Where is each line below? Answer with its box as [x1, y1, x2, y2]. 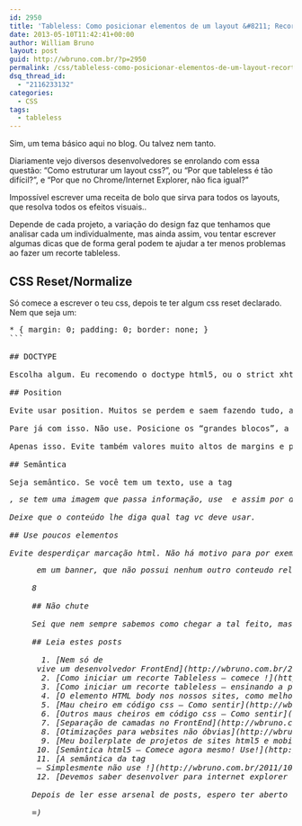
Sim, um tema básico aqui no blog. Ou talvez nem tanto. [9, 138, 217, 149]
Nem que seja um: [9, 306, 77, 317]
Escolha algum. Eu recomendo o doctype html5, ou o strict [9, 369, 276, 379]
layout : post [9, 47, 58, 56]
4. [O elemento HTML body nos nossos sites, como [40, 690, 265, 701]
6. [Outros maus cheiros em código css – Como [40, 708, 250, 719]
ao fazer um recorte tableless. [9, 248, 121, 259]
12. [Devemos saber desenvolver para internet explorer [36, 771, 289, 782]
